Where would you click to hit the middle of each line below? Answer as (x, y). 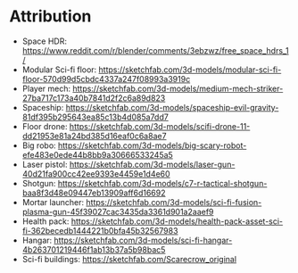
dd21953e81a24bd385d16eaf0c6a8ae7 (94, 136)
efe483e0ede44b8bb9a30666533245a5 (98, 154)
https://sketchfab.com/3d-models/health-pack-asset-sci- (177, 221)
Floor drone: (45, 126)
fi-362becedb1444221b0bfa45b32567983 (100, 230)
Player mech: (46, 88)
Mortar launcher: (53, 202)
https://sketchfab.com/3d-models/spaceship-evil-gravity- (172, 107)
